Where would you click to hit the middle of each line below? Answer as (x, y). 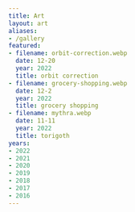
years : (19, 143)
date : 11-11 (36, 121)
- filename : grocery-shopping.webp (68, 83)
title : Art (27, 16)
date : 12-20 (36, 61)
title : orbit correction (57, 76)
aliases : (23, 31)
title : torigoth (43, 135)
